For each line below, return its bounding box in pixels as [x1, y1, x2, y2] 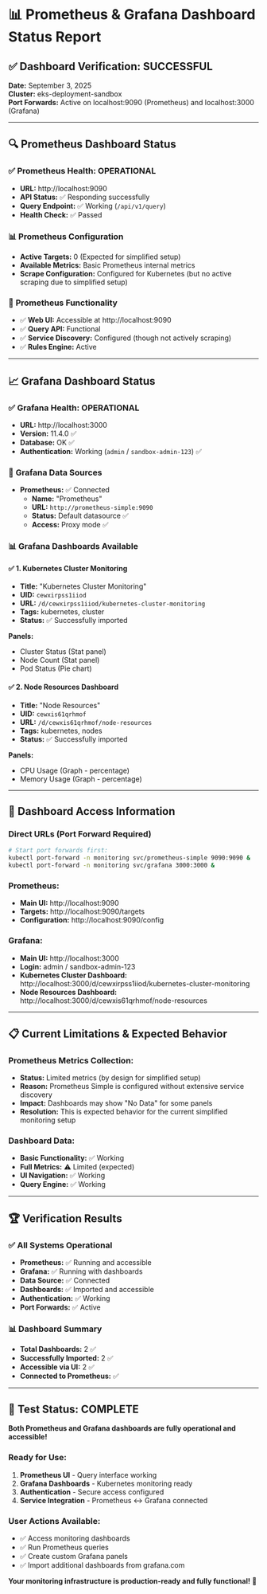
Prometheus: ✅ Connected [19, 485, 110, 495]
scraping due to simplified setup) [19, 277, 129, 287]
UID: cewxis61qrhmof [19, 709, 87, 719]
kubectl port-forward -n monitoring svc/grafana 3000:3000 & [8, 861, 215, 870]
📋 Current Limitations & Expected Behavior [8, 1027, 228, 1040]
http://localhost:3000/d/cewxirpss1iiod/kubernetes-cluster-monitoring [19, 978, 250, 988]
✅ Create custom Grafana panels [19, 1551, 129, 1561]
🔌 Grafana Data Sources [8, 467, 103, 478]
